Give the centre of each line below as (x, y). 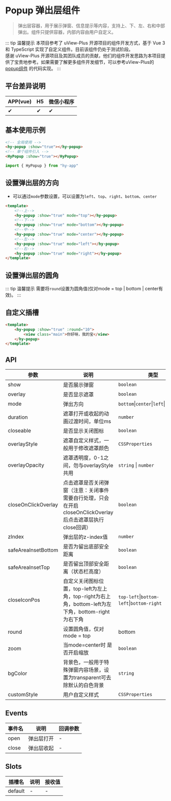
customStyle (23, 695)
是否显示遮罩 (78, 395)
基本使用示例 (25, 130)
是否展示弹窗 (78, 385)
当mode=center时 (84, 645)
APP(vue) (20, 101)
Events (17, 713)
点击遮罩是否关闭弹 (86, 483)
